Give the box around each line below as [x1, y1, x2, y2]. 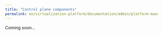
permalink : [5, 12, 27, 16]
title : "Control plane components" [5, 7, 77, 12]
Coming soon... [5, 24, 35, 30]
